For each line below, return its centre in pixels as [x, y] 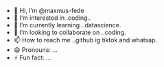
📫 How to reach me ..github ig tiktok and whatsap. [85, 40]
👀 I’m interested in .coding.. [52, 18]
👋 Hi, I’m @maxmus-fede [49, 11]
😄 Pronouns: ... [36, 50]
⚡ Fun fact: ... [32, 57]
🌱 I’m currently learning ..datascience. [67, 25]
